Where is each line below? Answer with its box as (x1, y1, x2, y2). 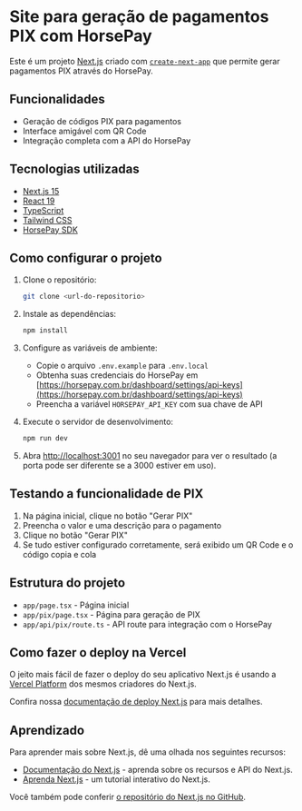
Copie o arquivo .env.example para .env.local (35, 361, 209, 371)
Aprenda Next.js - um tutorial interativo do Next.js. (22, 774, 210, 785)
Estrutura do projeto (9, 575, 125, 591)
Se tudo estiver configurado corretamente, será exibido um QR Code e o (22, 539, 294, 550)
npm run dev (22, 434, 68, 443)
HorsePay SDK (22, 224, 79, 235)
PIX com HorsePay (9, 25, 152, 46)
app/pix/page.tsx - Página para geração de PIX (22, 608, 201, 619)
